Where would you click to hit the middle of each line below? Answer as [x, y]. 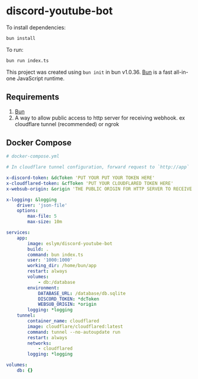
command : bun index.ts [55, 255]
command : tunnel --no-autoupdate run [74, 332]
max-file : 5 [42, 216]
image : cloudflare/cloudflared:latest [75, 326]
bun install [21, 38]
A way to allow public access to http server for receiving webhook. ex [100, 118]
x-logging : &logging [32, 200]
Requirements [33, 97]
